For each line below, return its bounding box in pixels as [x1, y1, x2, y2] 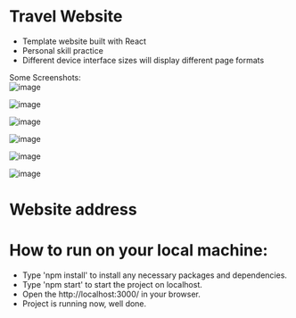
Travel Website [9, 6, 123, 27]
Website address [9, 199, 137, 220]
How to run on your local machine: [9, 240, 268, 261]
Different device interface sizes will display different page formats [21, 54, 265, 65]
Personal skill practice [21, 45, 104, 55]
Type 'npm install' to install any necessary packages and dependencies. [21, 270, 288, 280]
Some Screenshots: [9, 71, 82, 82]
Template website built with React [21, 36, 147, 46]
